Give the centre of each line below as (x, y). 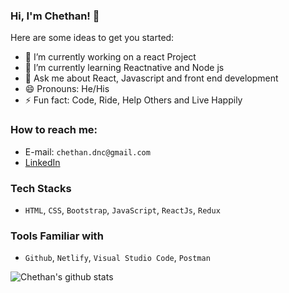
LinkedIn (42, 162)
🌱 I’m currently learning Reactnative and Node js (124, 68)
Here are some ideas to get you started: (92, 38)
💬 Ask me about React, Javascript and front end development (151, 78)
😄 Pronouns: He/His (67, 89)
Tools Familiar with (57, 236)
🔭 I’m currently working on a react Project (110, 57)
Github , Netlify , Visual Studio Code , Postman (117, 258)
